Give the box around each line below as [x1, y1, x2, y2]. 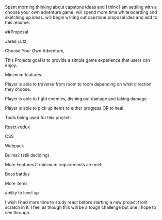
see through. [5, 210, 31, 215]
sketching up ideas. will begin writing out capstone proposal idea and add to [5, 15, 158, 20]
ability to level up [5, 190, 39, 196]
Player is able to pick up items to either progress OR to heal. [5, 105, 125, 111]
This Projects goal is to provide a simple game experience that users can [5, 57, 150, 63]
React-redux [5, 124, 30, 130]
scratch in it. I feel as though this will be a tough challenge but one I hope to [5, 204, 156, 210]
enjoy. [5, 63, 17, 68]
